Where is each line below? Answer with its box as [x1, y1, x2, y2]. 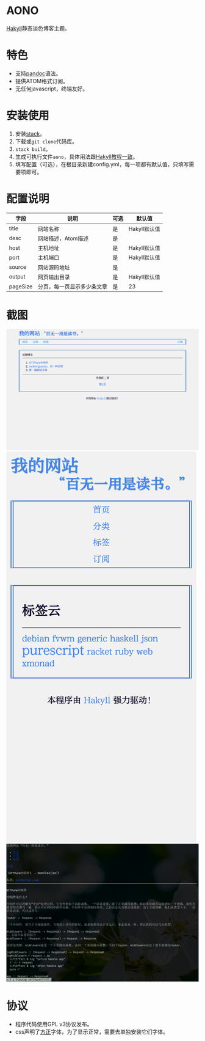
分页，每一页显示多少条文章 [37, 283, 108, 290]
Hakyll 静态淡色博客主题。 [6, 24, 70, 32]
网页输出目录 [37, 273, 70, 280]
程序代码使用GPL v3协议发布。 [15, 1020, 93, 1028]
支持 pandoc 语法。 [15, 70, 62, 77]
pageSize [9, 282, 33, 290]
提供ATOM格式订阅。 [15, 77, 69, 84]
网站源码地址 [37, 263, 70, 271]
